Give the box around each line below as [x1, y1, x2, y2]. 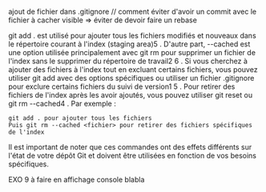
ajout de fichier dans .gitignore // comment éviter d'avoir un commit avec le [8, 7, 257, 16]
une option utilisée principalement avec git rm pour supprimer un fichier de [8, 48, 256, 57]
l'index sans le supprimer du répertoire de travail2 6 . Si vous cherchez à [8, 56, 248, 66]
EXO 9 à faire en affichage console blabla [8, 175, 145, 184]
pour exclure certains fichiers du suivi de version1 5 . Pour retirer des [8, 82, 236, 91]
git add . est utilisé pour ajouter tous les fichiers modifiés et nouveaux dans [8, 31, 256, 40]
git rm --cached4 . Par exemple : [8, 99, 116, 108]
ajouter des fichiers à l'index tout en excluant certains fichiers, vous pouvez [8, 65, 258, 74]
